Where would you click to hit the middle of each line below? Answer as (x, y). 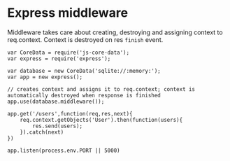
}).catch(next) (42, 132)
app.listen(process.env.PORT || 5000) (64, 150)
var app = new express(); (45, 77)
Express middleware (68, 13)
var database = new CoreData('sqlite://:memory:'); (84, 71)
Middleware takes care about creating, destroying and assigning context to (115, 32)
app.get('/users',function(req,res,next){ (70, 113)
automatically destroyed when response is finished (84, 95)
